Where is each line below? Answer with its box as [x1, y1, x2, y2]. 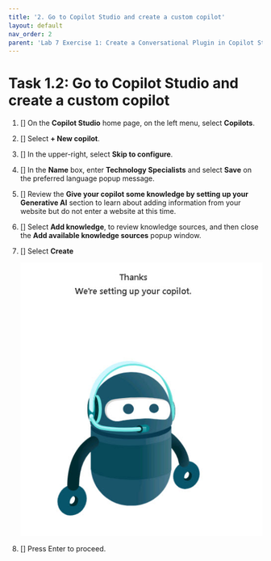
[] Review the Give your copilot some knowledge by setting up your [19, 190, 248, 199]
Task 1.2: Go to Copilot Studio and [8, 74, 240, 93]
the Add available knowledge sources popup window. [19, 231, 202, 241]
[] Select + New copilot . [19, 134, 101, 144]
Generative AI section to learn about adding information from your [19, 198, 241, 207]
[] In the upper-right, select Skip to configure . [19, 149, 173, 159]
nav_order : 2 [8, 30, 52, 38]
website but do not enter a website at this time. [19, 207, 177, 216]
